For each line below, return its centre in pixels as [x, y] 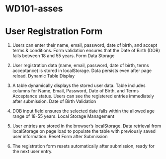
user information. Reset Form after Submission [60, 137]
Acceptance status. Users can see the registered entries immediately [83, 96]
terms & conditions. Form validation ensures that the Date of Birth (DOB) [86, 51]
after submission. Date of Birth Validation [54, 101]
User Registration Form [54, 32]
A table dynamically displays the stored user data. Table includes [79, 85]
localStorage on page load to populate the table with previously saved [84, 131]
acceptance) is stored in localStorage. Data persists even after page [82, 71]
